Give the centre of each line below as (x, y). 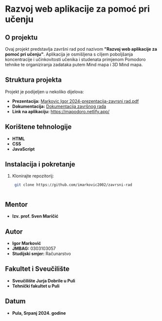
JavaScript (23, 149)
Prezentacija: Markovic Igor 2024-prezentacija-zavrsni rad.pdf (75, 101)
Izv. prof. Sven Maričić (35, 216)
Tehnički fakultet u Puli (36, 286)
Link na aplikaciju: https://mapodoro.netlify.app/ (61, 111)
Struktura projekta (33, 80)
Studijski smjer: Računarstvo (42, 253)
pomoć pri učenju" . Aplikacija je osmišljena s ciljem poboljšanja (69, 54)
